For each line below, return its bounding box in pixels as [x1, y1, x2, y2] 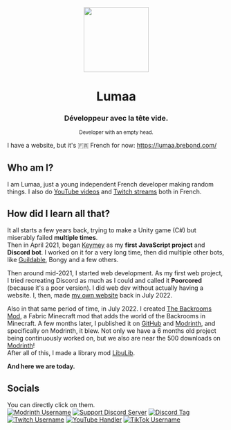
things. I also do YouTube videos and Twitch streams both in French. [7, 187, 202, 196]
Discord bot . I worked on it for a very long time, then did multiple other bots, [7, 248, 225, 257]
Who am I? [7, 162, 54, 173]
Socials [7, 382, 40, 394]
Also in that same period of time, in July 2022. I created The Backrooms [7, 304, 212, 313]
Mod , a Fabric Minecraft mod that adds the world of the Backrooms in [7, 312, 206, 320]
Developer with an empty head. [79, 129, 154, 136]
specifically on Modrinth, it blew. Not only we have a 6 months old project [7, 327, 216, 335]
